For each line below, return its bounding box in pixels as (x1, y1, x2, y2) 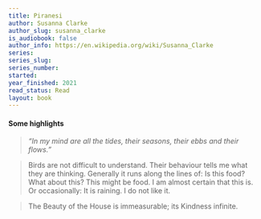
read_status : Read (8, 86, 70, 95)
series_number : (8, 64, 59, 72)
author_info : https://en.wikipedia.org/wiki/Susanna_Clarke (8, 42, 214, 50)
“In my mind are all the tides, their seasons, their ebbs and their (27, 136, 239, 146)
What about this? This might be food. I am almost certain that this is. (27, 177, 254, 187)
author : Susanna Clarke (8, 19, 88, 27)
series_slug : (8, 57, 52, 65)
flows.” (27, 145, 52, 155)
